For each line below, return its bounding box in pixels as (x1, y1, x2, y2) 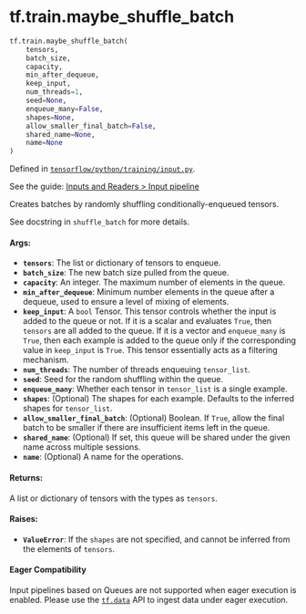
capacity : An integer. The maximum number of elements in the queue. (22, 276, 286, 288)
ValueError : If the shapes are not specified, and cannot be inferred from (22, 534, 291, 545)
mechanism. (22, 354, 69, 366)
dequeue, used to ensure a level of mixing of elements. (22, 297, 229, 307)
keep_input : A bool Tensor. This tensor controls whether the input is (22, 306, 277, 317)
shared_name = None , (25, 130, 96, 139)
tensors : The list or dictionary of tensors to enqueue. (22, 257, 221, 268)
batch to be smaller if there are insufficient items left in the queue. (22, 422, 270, 433)
